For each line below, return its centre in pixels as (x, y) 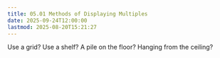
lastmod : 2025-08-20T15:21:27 (52, 27)
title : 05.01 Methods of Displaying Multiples (78, 14)
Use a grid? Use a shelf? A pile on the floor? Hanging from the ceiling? (110, 47)
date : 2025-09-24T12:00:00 (47, 21)
